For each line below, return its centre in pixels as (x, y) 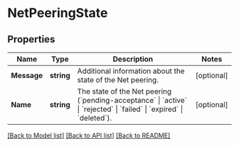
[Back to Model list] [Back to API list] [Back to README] (89, 135)
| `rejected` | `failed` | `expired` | (130, 109)
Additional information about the (131, 71)
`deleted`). (95, 118)
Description (133, 59)
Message (27, 75)
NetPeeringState (58, 13)
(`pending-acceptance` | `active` (132, 100)
